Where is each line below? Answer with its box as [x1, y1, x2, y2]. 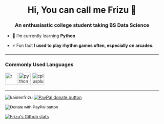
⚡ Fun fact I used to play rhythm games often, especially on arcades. [12, 42, 154, 48]
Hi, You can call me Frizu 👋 [27, 4, 137, 16]
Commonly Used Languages [5, 61, 74, 68]
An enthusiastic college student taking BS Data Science [14, 22, 150, 29]
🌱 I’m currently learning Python [12, 33, 76, 39]
